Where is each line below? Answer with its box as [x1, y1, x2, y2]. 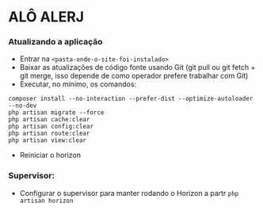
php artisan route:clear [8, 129, 90, 138]
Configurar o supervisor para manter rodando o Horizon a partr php [19, 188, 239, 198]
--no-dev [8, 102, 37, 110]
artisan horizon [19, 197, 74, 205]
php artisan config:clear [8, 123, 93, 131]
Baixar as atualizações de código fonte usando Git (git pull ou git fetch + [19, 63, 256, 72]
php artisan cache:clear [8, 116, 90, 124]
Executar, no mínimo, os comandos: [19, 79, 137, 89]
